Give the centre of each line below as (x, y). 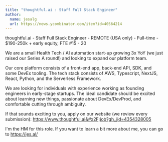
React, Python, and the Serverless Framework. (53, 78)
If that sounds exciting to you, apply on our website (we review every (76, 114)
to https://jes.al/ (22, 134)
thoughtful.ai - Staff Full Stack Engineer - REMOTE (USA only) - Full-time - (82, 38)
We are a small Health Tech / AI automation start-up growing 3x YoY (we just (84, 53)
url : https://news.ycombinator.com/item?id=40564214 (66, 24)
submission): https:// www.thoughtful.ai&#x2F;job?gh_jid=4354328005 (78, 119)
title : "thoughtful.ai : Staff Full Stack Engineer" (61, 10)
